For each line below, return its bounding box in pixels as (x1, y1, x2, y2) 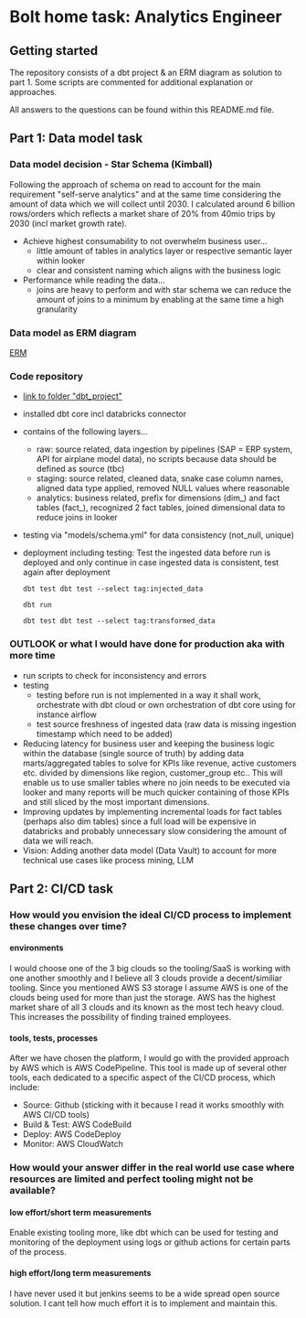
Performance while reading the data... (22, 274, 166, 285)
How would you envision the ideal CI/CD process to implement (9, 908, 292, 921)
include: (9, 1082, 40, 1093)
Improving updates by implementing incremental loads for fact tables (22, 806, 282, 817)
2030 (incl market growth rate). (9, 218, 128, 229)
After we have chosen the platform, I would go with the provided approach (9, 1053, 290, 1064)
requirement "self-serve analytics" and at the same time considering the (9, 188, 281, 199)
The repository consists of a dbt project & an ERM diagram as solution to (9, 67, 282, 78)
